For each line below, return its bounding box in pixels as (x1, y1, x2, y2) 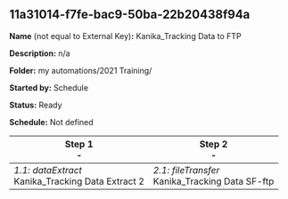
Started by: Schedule (9, 82, 89, 92)
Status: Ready (9, 99, 62, 110)
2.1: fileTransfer (152, 163, 220, 176)
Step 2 (199, 138, 228, 150)
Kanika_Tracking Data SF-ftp (152, 175, 275, 187)
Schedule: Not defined (9, 116, 94, 127)
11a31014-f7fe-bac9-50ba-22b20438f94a (9, 7, 251, 22)
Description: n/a (9, 48, 70, 59)
